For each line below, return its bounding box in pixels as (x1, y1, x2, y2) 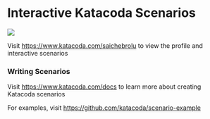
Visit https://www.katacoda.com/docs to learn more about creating (7, 82, 202, 91)
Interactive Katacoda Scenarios (7, 5, 196, 21)
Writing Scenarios (7, 66, 70, 76)
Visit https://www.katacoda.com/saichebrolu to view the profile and (7, 41, 203, 50)
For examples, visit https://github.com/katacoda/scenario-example (7, 104, 201, 112)
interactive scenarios (7, 49, 68, 57)
